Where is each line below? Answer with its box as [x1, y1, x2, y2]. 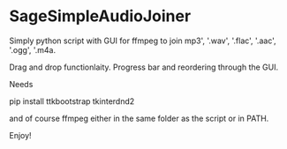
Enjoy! [9, 130, 33, 140]
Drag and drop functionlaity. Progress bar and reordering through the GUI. [9, 62, 279, 72]
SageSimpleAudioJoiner [9, 6, 192, 26]
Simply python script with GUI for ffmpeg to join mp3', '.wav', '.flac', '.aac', [9, 35, 276, 46]
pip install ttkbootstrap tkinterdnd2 [9, 95, 135, 107]
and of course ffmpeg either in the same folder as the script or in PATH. [9, 113, 269, 123]
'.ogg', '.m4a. [9, 44, 56, 55]
